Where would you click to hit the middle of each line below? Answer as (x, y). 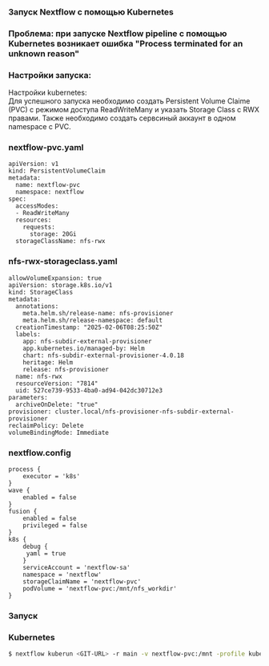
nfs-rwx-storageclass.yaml (63, 262)
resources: (34, 220)
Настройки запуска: (50, 75)
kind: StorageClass (41, 292)
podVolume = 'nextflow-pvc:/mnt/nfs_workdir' (100, 589)
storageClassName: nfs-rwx (60, 242)
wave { (19, 491)
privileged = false (55, 526)
